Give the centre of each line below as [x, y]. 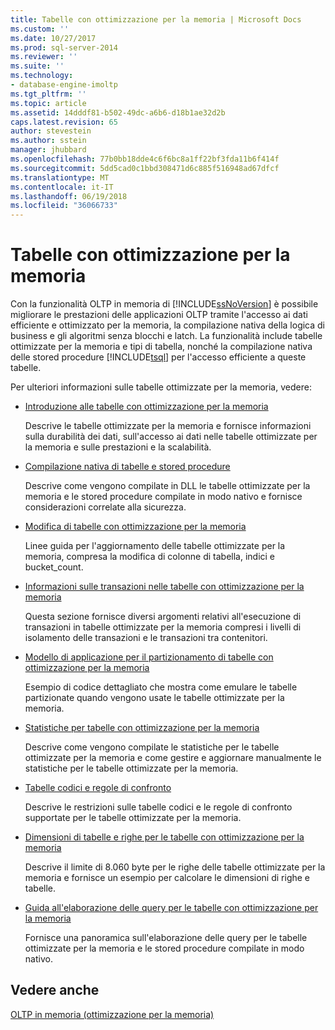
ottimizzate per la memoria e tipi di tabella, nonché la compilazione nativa [161, 347]
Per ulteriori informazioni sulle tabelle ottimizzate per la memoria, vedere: [161, 387]
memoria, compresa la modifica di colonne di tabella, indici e [150, 557]
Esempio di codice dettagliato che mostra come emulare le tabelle [161, 687]
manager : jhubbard [48, 150]
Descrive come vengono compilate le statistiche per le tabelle [152, 747]
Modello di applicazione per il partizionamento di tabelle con [149, 657]
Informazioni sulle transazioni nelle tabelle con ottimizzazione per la [164, 587]
